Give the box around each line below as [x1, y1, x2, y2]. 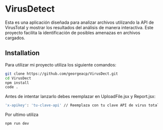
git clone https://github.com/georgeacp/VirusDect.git [5, 71, 118, 76]
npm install [5, 80, 29, 85]
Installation [5, 49, 40, 57]
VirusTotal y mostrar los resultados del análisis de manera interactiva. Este [5, 24, 154, 30]
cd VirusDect [5, 76, 32, 81]
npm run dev [5, 121, 29, 126]
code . [5, 85, 18, 90]
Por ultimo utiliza [5, 112, 39, 117]
